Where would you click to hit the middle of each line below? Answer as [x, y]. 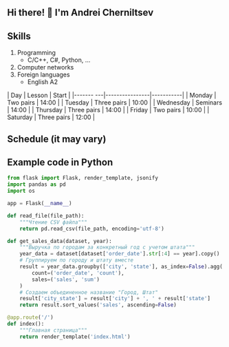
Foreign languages [43, 75]
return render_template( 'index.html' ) [75, 337]
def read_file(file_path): [46, 215]
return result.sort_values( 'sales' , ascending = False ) [98, 305]
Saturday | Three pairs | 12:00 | [51, 117]
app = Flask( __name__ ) [40, 204]
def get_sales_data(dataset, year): [59, 241]
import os [21, 191]
